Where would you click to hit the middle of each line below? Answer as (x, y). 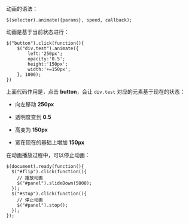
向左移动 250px (34, 104)
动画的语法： (22, 9)
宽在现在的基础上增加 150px (50, 142)
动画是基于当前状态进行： (38, 32)
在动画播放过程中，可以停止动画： (48, 155)
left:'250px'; (45, 54)
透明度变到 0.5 (33, 117)
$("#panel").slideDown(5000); (55, 183)
